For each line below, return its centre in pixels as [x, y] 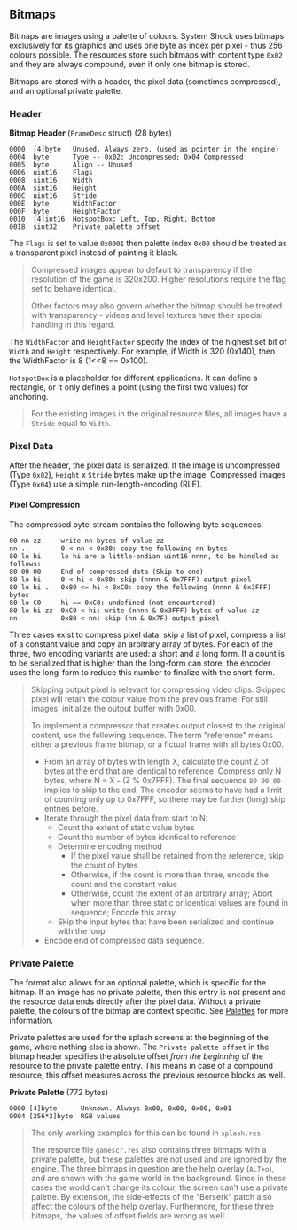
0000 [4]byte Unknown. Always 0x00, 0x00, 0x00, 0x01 [121, 1108]
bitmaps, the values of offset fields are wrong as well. [129, 1215]
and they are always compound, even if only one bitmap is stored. [129, 64]
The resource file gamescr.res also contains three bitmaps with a [148, 1149]
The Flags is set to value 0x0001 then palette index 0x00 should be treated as [148, 244]
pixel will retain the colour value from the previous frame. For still [149, 698]
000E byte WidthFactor [63, 204]
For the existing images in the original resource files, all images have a [159, 414]
